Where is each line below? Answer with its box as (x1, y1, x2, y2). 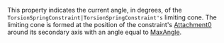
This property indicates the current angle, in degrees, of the (7, 6, 182, 14)
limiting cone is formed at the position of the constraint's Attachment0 (7, 21, 212, 28)
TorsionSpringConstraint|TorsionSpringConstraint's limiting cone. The (7, 13, 218, 21)
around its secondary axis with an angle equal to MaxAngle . (7, 28, 182, 36)
